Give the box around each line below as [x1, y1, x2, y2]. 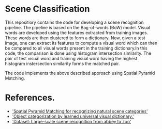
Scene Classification [5, 3, 90, 15]
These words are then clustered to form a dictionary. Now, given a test [5, 35, 146, 41]
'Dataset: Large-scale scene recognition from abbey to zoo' [12, 118, 132, 124]
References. [5, 92, 55, 103]
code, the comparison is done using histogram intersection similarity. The [5, 50, 151, 56]
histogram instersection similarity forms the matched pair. [5, 61, 120, 66]
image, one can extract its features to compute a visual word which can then [5, 40, 158, 46]
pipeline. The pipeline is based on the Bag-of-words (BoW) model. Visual [5, 24, 150, 30]
